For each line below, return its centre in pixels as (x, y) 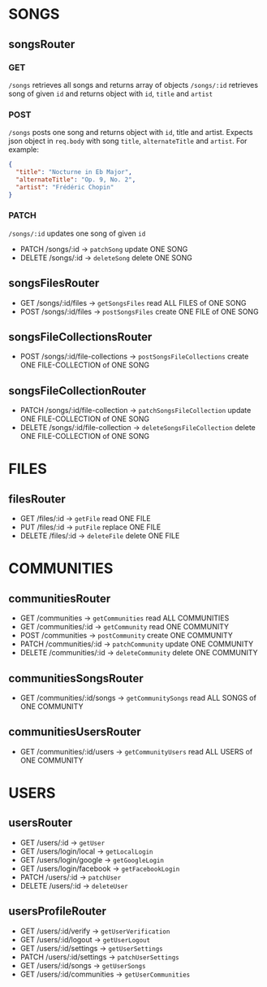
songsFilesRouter (54, 283)
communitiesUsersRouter (75, 732)
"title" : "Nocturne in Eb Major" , (74, 172)
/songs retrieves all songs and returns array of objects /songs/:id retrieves (133, 85)
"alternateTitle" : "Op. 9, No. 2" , (76, 180)
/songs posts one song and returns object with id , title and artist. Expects (131, 133)
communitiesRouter (60, 598)
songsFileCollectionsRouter (80, 337)
